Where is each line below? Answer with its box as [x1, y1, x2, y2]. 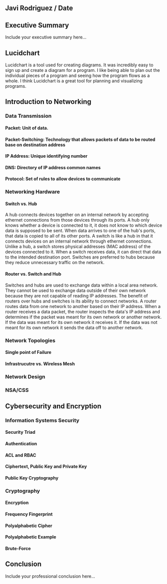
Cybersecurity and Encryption [5, 402, 102, 410]
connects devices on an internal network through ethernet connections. [5, 238, 153, 244]
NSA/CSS [5, 386, 29, 393]
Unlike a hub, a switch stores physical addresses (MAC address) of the [5, 244, 151, 250]
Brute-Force [5, 545, 31, 551]
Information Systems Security [5, 417, 80, 424]
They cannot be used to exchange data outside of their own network [5, 287, 146, 293]
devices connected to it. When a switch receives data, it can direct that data [5, 249, 161, 255]
